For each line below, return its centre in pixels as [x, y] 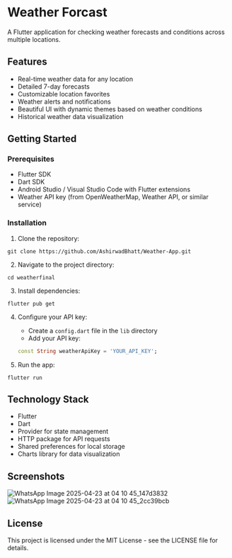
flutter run [25, 378]
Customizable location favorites [64, 94]
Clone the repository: [48, 238]
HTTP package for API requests [64, 439]
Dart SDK [31, 182]
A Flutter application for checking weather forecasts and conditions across [116, 32]
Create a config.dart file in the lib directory [93, 330]
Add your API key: [54, 338]
